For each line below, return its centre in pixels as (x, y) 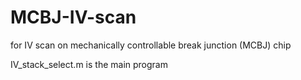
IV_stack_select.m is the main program (89, 64)
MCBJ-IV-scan (73, 17)
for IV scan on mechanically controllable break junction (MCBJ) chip (151, 45)
